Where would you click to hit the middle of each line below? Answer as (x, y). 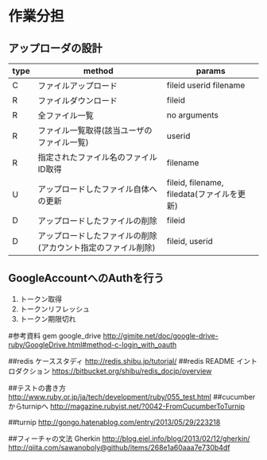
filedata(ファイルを (202, 194)
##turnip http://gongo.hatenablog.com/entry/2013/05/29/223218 (114, 422)
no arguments (192, 115)
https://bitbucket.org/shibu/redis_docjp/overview (132, 371)
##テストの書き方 (37, 388)
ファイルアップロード (77, 86)
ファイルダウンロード (77, 101)
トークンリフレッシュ (54, 309)
